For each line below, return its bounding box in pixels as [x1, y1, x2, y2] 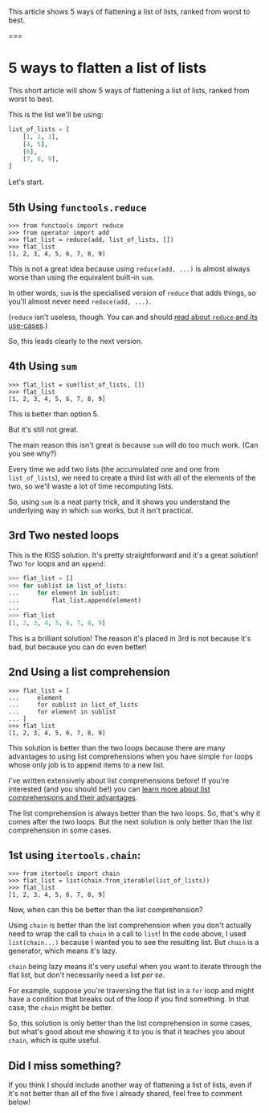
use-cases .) [8, 321, 48, 330]
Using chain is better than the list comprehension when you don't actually [8, 920, 252, 931]
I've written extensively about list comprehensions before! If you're [8, 775, 230, 785]
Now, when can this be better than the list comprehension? [8, 905, 203, 915]
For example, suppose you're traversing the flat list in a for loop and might [8, 986, 255, 996]
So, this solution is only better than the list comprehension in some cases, [8, 1018, 252, 1028]
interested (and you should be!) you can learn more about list [8, 784, 210, 794]
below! [8, 1097, 31, 1107]
